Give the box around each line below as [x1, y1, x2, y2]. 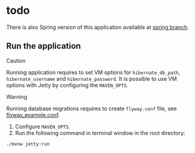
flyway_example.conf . [6, 111, 60, 118]
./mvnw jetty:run [6, 141, 50, 147]
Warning [6, 93, 27, 100]
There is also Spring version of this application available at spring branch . [6, 23, 189, 31]
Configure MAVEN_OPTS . [14, 123, 71, 130]
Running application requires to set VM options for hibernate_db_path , [6, 69, 181, 76]
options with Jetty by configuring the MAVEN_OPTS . [6, 81, 129, 89]
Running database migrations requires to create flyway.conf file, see [6, 105, 177, 112]
